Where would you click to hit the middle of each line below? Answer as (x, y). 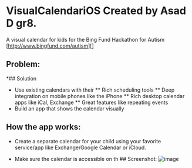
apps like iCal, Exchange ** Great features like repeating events (91, 102)
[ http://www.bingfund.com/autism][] (50, 46)
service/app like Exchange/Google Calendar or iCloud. (80, 147)
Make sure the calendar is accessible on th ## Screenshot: (86, 159)
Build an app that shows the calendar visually (69, 108)
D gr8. (21, 23)
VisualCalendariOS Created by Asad (96, 11)
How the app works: (43, 127)
